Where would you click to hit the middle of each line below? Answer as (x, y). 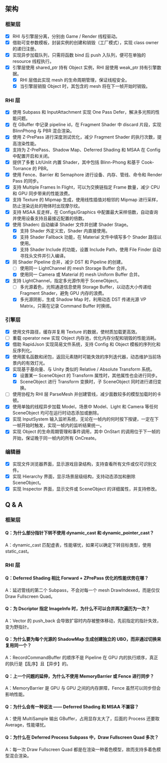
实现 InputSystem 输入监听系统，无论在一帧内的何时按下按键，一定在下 (85, 419)
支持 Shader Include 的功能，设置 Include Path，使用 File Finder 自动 (90, 250)
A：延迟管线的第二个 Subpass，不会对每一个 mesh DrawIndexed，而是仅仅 (83, 590)
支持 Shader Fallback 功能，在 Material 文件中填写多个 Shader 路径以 (91, 237)
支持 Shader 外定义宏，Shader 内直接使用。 (65, 230)
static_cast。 (18, 551)
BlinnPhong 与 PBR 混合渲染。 (43, 131)
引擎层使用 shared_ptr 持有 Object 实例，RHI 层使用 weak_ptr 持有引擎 (84, 67)
